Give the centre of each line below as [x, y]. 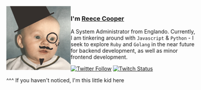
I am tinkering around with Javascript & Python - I [132, 38]
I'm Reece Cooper [97, 19]
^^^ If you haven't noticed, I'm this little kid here [65, 80]
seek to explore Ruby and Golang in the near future [133, 44]
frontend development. [99, 57]
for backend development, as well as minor [124, 51]
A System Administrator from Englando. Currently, [133, 32]
